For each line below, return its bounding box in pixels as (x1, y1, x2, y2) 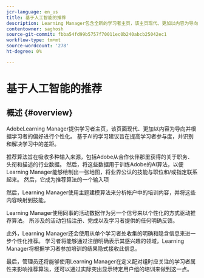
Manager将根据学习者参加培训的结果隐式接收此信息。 (6, 245, 141, 252)
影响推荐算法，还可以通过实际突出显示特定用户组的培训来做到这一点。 (16, 265, 192, 273)
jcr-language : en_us (6, 8, 59, 15)
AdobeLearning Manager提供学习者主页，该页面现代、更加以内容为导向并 (6, 125, 191, 132)
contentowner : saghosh (6, 25, 64, 32)
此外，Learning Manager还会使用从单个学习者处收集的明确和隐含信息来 (6, 229, 185, 237)
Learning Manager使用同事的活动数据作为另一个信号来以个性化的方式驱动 (6, 209, 191, 216)
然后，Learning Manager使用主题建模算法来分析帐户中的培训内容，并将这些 (6, 189, 196, 196)
